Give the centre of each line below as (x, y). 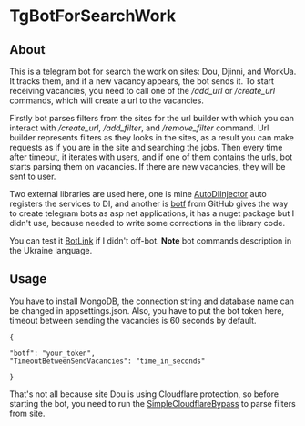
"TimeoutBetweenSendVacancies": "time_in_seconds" (107, 361)
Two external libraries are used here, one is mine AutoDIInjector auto (138, 194)
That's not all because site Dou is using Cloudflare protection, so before (144, 394)
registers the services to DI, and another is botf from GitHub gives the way (149, 203)
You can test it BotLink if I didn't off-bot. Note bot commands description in (151, 241)
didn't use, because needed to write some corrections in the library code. (147, 223)
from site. (27, 413)
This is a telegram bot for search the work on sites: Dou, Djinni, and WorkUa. (153, 71)
